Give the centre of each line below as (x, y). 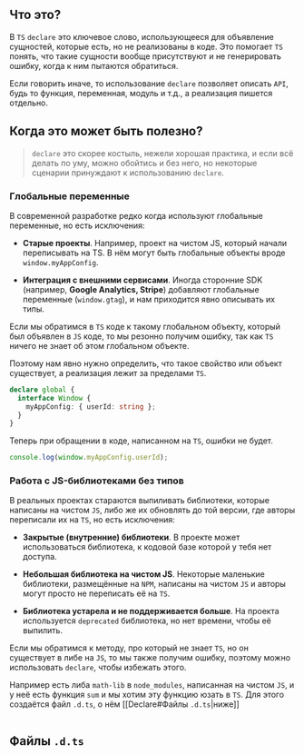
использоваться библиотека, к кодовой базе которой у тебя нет (147, 547)
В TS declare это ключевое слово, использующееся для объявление (142, 36)
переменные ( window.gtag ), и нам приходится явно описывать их (149, 299)
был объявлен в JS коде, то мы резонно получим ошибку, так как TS (142, 336)
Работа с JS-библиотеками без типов (97, 481)
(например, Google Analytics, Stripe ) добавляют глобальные (141, 289)
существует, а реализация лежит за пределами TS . (108, 373)
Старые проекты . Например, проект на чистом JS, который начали (155, 243)
